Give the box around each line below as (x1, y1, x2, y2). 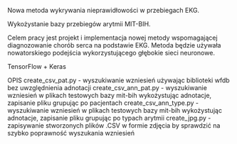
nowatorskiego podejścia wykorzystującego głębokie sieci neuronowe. (7, 49, 216, 57)
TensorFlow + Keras (7, 62, 66, 70)
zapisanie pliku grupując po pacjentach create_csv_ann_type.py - (7, 99, 199, 107)
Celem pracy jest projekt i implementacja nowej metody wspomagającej (7, 33, 218, 42)
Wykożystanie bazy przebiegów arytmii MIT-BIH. (7, 20, 151, 28)
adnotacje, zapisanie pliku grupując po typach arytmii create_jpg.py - (7, 113, 211, 122)
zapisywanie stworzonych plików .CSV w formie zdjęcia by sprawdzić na (7, 121, 221, 130)
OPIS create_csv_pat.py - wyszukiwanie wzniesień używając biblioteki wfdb (7, 76, 230, 84)
